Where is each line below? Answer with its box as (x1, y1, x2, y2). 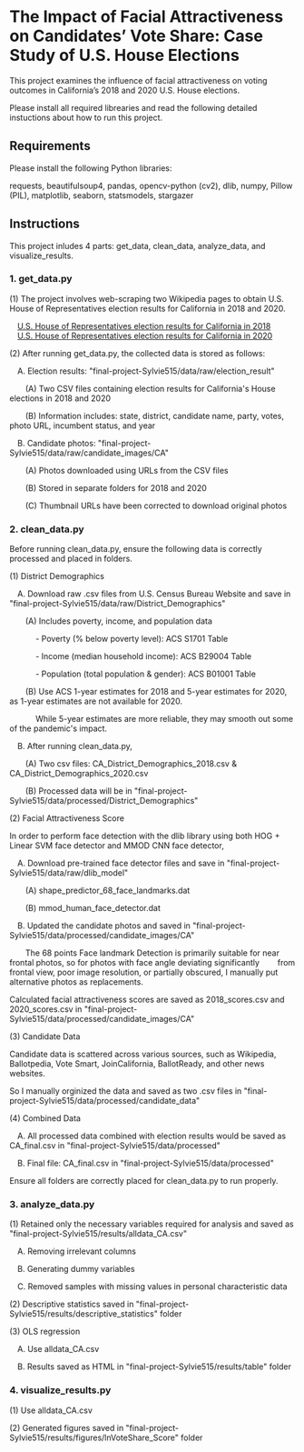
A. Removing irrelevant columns (17, 1246, 136, 1257)
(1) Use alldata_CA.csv (9, 1405, 93, 1416)
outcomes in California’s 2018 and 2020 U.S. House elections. (9, 85, 240, 95)
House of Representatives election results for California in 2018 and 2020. (9, 303, 286, 314)
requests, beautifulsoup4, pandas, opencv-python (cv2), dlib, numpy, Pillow (9, 180, 293, 191)
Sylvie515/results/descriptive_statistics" (9, 1308, 159, 1319)
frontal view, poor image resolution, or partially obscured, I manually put (9, 966, 279, 978)
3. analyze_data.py (9, 1198, 95, 1211)
